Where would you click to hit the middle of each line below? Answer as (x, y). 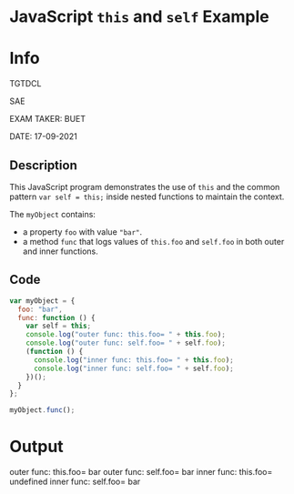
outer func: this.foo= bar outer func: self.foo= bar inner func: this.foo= (141, 472)
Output (36, 447)
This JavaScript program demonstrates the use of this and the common (145, 187)
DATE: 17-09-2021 (43, 136)
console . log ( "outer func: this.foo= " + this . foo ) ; (126, 335)
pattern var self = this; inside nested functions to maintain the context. (147, 197)
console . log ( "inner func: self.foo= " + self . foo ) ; (133, 368)
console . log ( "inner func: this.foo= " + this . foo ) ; (133, 360)
